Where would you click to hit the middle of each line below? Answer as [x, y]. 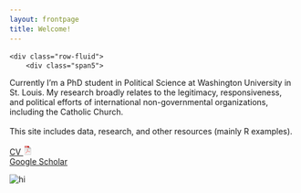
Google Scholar [39, 161]
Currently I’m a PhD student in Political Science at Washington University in [150, 82]
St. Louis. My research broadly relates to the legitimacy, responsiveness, [146, 92]
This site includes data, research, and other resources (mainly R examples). [151, 131]
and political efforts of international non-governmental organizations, [139, 102]
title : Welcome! [40, 29]
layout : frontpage [44, 19]
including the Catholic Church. [67, 112]
